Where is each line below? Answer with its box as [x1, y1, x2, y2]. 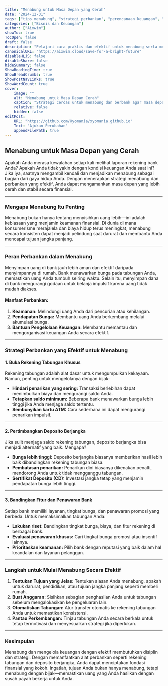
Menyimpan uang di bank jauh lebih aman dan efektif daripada [5, 264, 134, 270]
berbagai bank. [12, 528, 44, 534]
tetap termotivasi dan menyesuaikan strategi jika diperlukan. [12, 620, 136, 626]
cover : [5, 86, 19, 91]
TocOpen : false [5, 35, 37, 40]
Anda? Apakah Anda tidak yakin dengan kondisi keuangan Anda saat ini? [5, 165, 155, 171]
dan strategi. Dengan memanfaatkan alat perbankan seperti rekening [5, 654, 147, 660]
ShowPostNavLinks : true [5, 77, 55, 82]
